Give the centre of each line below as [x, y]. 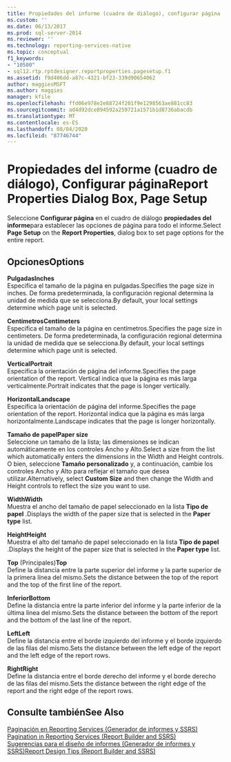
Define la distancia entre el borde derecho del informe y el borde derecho [111, 676]
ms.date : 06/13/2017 [37, 26]
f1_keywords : [26, 59]
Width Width [25, 499]
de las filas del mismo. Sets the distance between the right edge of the [107, 683]
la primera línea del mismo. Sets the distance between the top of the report [113, 577]
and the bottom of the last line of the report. [69, 620]
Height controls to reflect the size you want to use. [79, 486]
